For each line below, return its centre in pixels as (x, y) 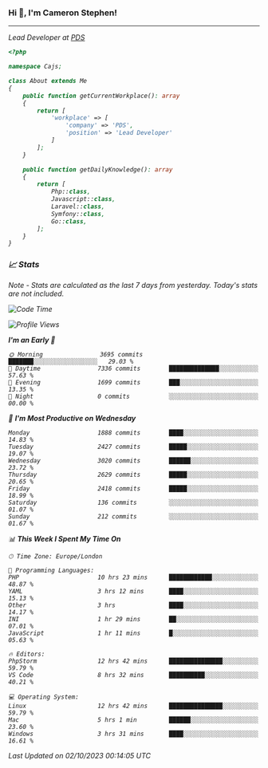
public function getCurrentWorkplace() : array (101, 96)
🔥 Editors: (27, 654)
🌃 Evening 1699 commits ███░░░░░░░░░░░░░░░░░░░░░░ (134, 382)
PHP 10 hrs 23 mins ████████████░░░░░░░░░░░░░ (134, 577)
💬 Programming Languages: (51, 570)
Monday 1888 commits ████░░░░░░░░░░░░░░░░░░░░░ (134, 433)
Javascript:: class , (83, 199)
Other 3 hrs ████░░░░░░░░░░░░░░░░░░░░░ (134, 605)
